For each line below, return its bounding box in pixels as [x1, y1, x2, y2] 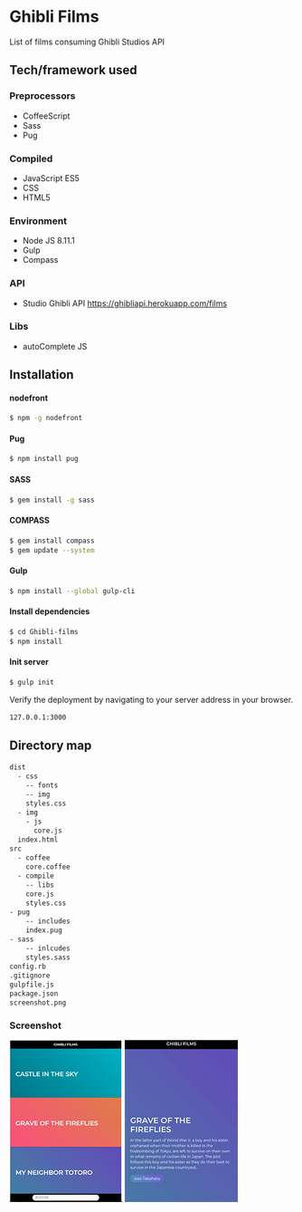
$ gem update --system [9, 545, 95, 554]
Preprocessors [9, 90, 76, 102]
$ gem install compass [9, 536, 95, 545]
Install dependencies [9, 606, 90, 617]
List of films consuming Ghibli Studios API [9, 36, 165, 47]
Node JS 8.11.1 [22, 236, 75, 246]
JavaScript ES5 [22, 172, 80, 183]
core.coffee [25, 862, 71, 871]
